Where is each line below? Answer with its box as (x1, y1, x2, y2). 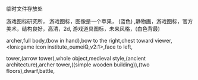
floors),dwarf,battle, (6, 68, 55, 74)
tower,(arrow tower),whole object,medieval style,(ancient (6, 55, 146, 62)
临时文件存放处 (6, 5, 43, 12)
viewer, (154, 37, 172, 44)
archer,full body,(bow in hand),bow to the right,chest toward (6, 37, 153, 44)
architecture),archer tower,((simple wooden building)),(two (6, 61, 150, 68)
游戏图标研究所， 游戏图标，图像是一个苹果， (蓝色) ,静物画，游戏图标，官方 (6, 18, 193, 25)
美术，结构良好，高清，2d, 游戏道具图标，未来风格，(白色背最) (6, 25, 161, 32)
